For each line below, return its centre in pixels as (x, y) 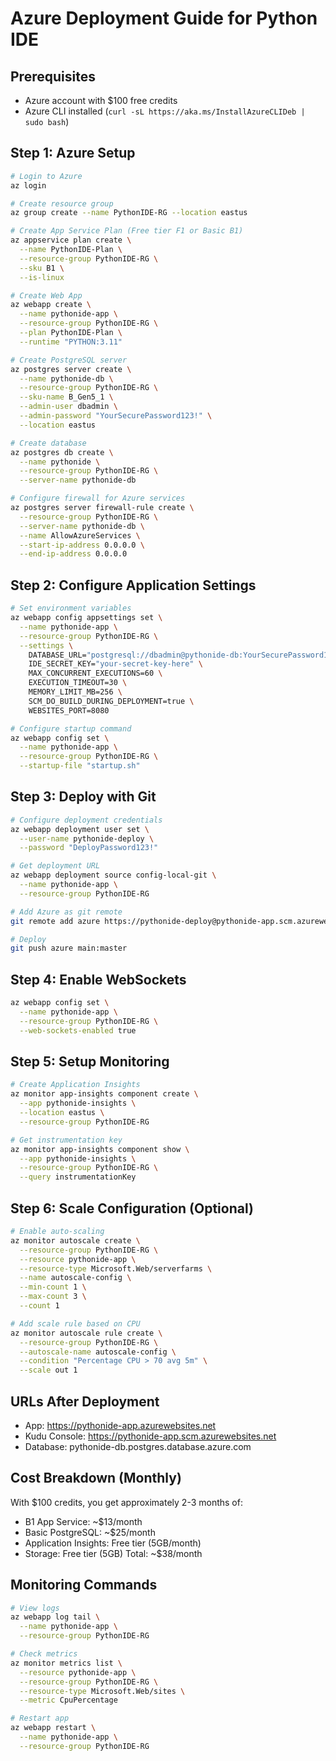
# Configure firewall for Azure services (98, 498)
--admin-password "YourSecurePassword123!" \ (116, 416)
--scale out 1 (48, 1370)
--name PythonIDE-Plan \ (71, 250)
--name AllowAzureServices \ (80, 535)
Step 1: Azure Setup (73, 153)
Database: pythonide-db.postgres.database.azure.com (138, 1446)
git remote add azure (55, 921)
